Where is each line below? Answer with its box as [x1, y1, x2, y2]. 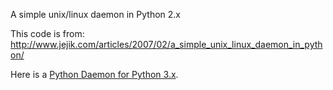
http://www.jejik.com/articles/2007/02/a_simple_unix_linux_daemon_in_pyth [10, 39, 323, 50]
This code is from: [10, 28, 85, 39]
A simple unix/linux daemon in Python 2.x [10, 9, 181, 20]
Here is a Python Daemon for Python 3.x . [10, 69, 179, 80]
